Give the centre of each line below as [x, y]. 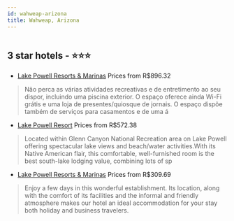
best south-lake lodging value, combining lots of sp [98, 161]
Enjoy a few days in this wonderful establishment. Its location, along [122, 188]
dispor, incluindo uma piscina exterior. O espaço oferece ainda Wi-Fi [123, 97]
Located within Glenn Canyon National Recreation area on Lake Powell [125, 139]
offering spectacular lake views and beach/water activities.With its [120, 146]
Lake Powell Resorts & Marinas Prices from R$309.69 [94, 175]
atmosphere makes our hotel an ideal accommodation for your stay [121, 203]
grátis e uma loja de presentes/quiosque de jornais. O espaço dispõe [123, 104]
